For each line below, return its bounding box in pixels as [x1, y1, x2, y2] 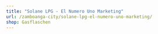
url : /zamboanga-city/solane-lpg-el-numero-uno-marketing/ [6, 14, 153, 20]
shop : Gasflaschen [6, 19, 51, 25]
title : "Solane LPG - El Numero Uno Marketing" [6, 8, 124, 14]
